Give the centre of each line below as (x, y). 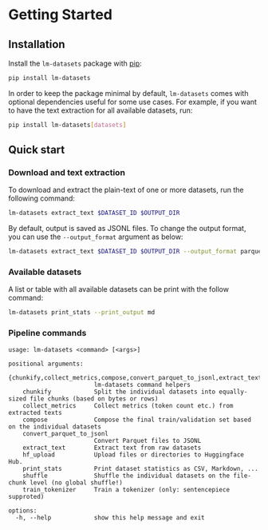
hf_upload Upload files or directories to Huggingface (134, 454)
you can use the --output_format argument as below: (96, 237)
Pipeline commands (47, 333)
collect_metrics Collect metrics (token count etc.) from (128, 405)
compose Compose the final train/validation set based (137, 420)
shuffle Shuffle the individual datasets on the (126, 476)
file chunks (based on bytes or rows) (94, 398)
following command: (42, 198)
